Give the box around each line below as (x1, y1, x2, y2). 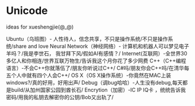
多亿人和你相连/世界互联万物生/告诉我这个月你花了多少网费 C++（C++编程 (6, 57, 186, 64)
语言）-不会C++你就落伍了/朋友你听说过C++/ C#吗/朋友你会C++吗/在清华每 (6, 64, 189, 71)
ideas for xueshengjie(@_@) (6, 23, 74, 30)
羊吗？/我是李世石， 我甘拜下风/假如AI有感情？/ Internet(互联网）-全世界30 (6, 50, 187, 56)
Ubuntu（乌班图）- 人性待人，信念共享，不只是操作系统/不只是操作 (6, 35, 168, 42)
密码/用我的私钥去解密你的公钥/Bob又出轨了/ (6, 93, 114, 100)
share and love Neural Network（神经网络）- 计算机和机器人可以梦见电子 (13, 43, 189, 50)
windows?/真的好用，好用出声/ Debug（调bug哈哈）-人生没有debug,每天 (6, 79, 183, 86)
